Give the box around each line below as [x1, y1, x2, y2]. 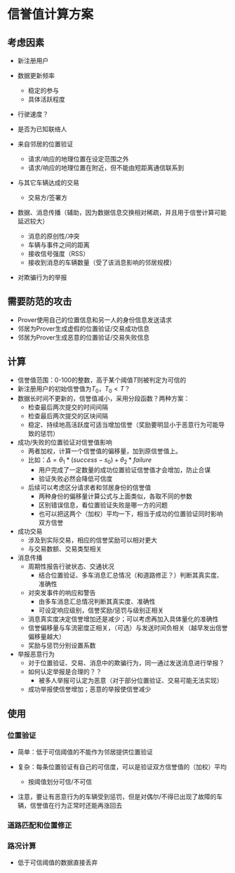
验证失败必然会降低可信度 [38, 474, 113, 483]
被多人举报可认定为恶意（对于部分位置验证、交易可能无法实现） [38, 677, 223, 685]
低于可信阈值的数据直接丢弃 [17, 858, 98, 867]
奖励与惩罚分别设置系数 [27, 641, 96, 650]
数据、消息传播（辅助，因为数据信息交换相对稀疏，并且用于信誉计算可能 [17, 208, 227, 216]
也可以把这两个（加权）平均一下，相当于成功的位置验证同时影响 [38, 509, 223, 518]
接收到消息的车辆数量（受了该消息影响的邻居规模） [27, 258, 176, 267]
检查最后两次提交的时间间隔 [27, 403, 109, 411]
